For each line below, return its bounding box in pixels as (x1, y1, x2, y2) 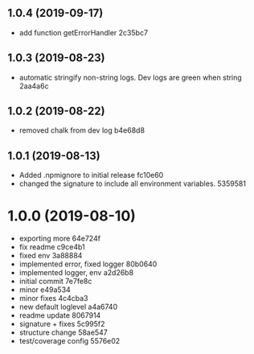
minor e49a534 (18, 285, 72, 294)
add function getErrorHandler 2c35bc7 (18, 27, 149, 37)
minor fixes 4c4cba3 (18, 294, 89, 303)
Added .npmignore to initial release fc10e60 (18, 171, 164, 180)
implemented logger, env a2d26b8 (18, 268, 134, 278)
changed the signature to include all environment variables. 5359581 (18, 179, 247, 188)
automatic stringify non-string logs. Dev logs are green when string (18, 72, 242, 82)
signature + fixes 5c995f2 (18, 319, 105, 329)
